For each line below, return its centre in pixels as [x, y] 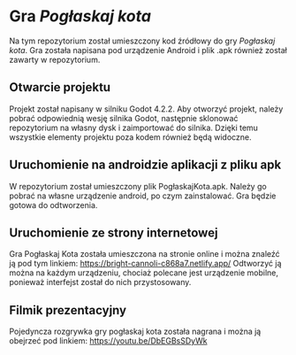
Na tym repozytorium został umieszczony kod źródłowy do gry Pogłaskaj [142, 41]
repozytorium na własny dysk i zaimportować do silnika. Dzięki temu [134, 127]
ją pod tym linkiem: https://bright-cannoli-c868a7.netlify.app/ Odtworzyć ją [145, 264]
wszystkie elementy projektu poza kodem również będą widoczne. [130, 137]
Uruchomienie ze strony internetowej [114, 232]
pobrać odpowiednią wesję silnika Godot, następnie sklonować [124, 118]
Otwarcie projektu [60, 87]
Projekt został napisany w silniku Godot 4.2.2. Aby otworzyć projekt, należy [146, 109]
